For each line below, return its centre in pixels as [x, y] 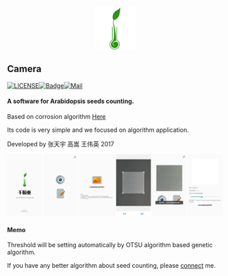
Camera [24, 69]
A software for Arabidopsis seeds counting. [71, 101]
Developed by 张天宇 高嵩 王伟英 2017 [61, 144]
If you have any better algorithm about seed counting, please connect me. [111, 266]
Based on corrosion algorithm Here [56, 117]
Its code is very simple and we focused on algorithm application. [98, 130]
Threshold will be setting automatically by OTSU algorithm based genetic [110, 245]
